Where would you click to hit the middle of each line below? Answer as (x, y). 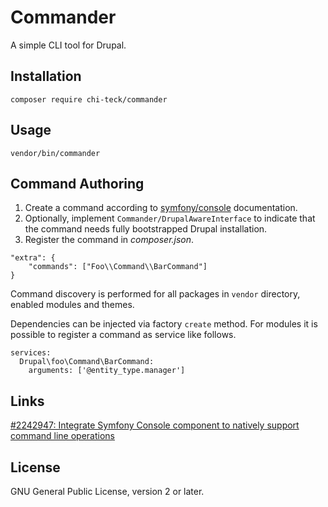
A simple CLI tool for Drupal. (68, 45)
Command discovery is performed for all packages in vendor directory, (155, 294)
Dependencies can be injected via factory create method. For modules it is (164, 324)
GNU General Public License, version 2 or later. (107, 491)
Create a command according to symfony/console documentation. (161, 208)
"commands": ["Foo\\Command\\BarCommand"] (118, 267)
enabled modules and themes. (72, 305)
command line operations (63, 436)
